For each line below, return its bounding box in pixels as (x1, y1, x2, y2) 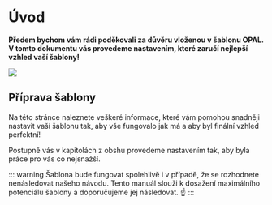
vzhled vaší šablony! (8, 52, 80, 62)
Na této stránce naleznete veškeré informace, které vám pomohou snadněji (8, 112, 260, 122)
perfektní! (8, 130, 41, 139)
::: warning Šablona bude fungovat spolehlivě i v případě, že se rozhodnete (8, 169, 260, 179)
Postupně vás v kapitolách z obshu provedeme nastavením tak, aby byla (8, 145, 250, 155)
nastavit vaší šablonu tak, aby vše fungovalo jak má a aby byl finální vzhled (8, 121, 260, 130)
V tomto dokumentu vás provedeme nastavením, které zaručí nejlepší (8, 43, 248, 53)
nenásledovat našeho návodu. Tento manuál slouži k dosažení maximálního (8, 178, 261, 188)
